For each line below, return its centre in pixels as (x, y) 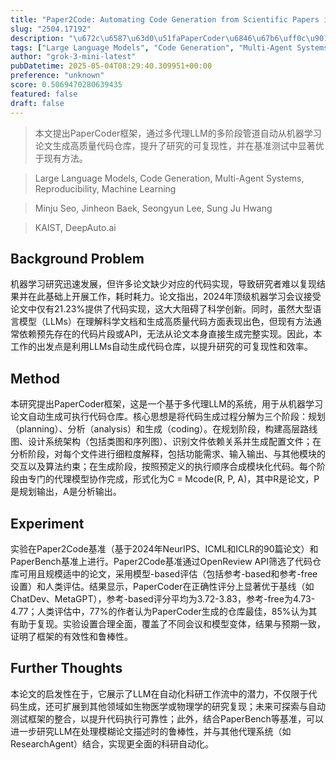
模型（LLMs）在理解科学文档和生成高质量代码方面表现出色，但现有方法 (165, 322)
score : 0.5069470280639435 (66, 85)
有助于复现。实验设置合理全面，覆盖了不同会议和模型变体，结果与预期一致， (168, 623)
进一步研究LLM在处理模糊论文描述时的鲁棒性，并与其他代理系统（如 (151, 731)
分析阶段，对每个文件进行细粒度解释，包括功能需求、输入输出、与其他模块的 (168, 454)
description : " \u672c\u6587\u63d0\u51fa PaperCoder (118, 38)
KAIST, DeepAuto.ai (75, 227)
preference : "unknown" (57, 76)
